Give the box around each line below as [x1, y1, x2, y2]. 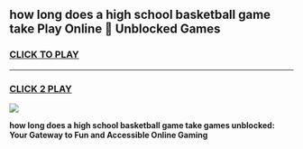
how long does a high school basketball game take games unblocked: [9, 119, 275, 130]
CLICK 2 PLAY [9, 82, 72, 95]
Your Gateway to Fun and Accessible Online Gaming [9, 129, 208, 140]
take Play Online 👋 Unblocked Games [9, 22, 221, 37]
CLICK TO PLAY [9, 49, 79, 61]
